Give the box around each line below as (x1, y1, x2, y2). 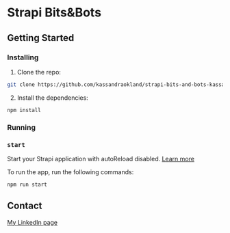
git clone (7, 81, 36, 88)
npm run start (7, 181, 48, 188)
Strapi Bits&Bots (7, 5, 101, 20)
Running (7, 122, 36, 132)
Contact (7, 200, 42, 212)
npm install (7, 107, 41, 113)
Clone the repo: (16, 68, 62, 76)
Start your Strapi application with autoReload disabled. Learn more (7, 154, 195, 163)
